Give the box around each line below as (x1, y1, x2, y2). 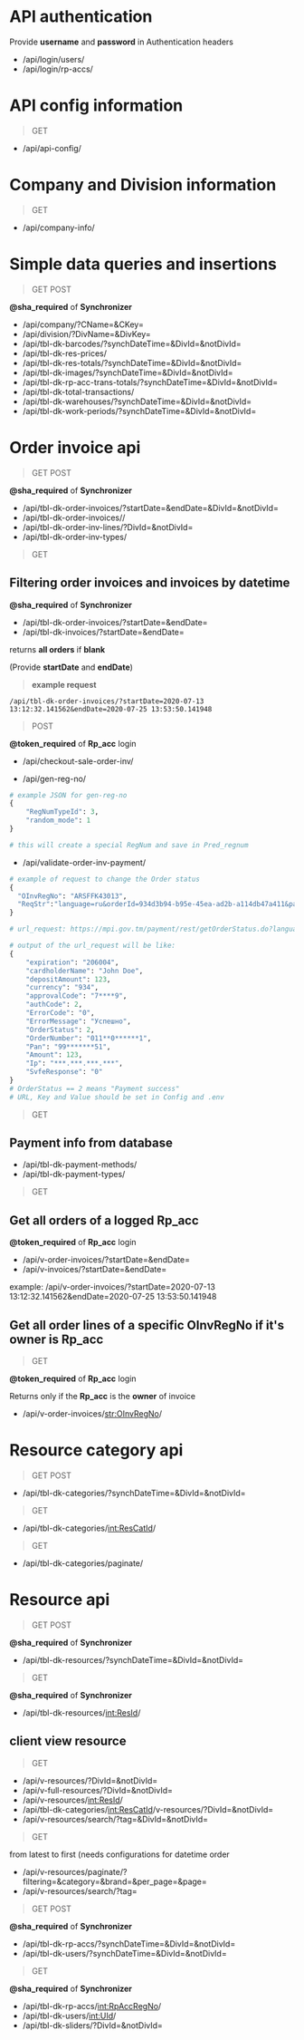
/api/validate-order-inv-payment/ (22, 856, 147, 867)
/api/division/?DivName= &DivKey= (22, 328, 151, 339)
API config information (9, 95, 184, 116)
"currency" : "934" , (25, 983, 100, 992)
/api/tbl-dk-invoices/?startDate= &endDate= (22, 626, 185, 637)
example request (31, 679, 97, 690)
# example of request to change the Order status (9, 875, 201, 884)
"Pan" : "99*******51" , (25, 1042, 111, 1051)
